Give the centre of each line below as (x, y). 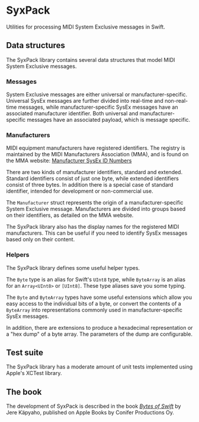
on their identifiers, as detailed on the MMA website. (70, 215)
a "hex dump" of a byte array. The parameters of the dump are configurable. (99, 334)
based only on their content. (41, 240)
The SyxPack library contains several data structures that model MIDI (91, 59)
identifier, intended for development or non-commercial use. (80, 191)
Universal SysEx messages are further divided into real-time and (85, 101)
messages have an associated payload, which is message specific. (109, 120)
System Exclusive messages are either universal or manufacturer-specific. (97, 95)
